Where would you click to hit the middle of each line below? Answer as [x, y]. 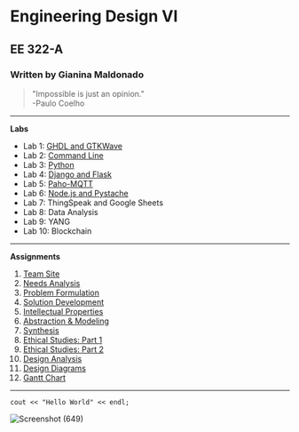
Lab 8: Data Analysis [60, 212]
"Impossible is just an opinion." [88, 93]
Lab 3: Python [48, 164]
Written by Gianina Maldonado [77, 75]
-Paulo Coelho [58, 103]
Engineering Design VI [94, 16]
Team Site [41, 274]
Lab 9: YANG [46, 221]
